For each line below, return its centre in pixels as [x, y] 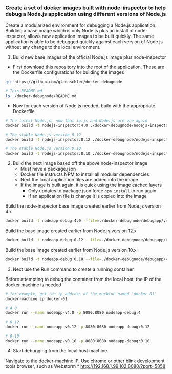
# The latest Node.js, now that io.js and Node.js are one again [76, 120]
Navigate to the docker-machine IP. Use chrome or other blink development [85, 361]
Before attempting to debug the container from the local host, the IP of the [83, 279]
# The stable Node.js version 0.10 [43, 149]
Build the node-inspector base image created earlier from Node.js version [83, 206]
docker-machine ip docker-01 [36, 299]
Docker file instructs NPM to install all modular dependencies [85, 174]
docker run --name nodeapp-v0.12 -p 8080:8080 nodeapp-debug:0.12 [78, 327]
